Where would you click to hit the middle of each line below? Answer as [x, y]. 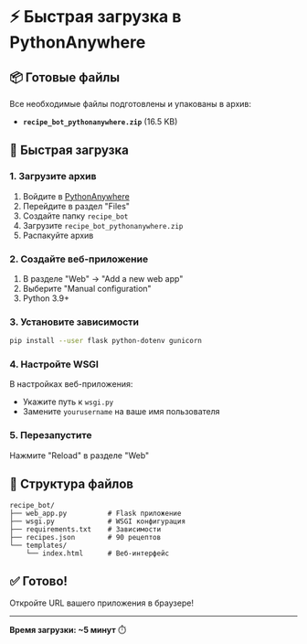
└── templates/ [38, 545]
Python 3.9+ [46, 298]
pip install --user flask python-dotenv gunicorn [106, 341]
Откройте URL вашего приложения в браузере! [102, 603]
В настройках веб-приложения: [71, 384]
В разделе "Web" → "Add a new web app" [103, 278]
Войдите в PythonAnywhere [76, 196]
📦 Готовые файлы [65, 77]
